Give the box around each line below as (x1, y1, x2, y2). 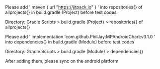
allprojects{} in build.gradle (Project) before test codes (5, 9, 117, 15)
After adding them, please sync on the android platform (5, 58, 119, 64)
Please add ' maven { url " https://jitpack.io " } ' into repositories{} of (5, 4, 143, 10)
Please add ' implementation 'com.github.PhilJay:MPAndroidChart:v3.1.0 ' (5, 34, 156, 39)
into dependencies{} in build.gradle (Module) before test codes (5, 39, 135, 45)
